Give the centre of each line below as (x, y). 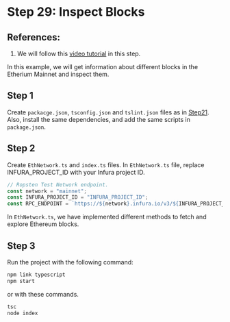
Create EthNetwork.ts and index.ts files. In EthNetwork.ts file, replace (106, 164)
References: (34, 37)
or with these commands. (43, 294)
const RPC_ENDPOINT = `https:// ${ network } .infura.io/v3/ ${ (93, 204)
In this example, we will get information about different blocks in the (103, 67)
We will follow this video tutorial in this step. (79, 53)
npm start (21, 281)
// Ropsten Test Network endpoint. (58, 185)
